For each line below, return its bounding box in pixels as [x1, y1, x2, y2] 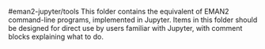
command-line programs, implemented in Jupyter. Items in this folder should [8, 15, 258, 24]
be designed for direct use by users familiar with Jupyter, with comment [8, 24, 243, 32]
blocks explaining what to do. [8, 32, 104, 41]
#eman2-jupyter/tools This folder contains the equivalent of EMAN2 [8, 7, 229, 16]
